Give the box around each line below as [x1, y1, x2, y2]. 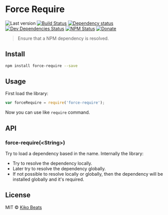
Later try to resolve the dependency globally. [12, 166, 106, 172]
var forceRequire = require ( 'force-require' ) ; [5, 100, 105, 105]
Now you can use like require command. [5, 109, 90, 115]
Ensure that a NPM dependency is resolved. [17, 35, 109, 41]
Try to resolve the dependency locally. [12, 160, 92, 166]
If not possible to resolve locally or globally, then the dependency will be [12, 171, 163, 177]
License [5, 191, 31, 199]
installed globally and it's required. [12, 176, 84, 182]
